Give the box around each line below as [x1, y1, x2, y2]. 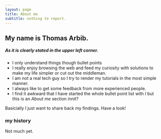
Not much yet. [5, 128, 34, 134]
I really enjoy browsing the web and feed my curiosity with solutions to [12, 65, 154, 71]
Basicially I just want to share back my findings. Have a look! [5, 105, 126, 111]
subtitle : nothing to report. [5, 16, 67, 21]
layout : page [5, 7, 32, 12]
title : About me [5, 12, 38, 16]
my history [5, 117, 31, 124]
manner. [12, 80, 29, 86]
